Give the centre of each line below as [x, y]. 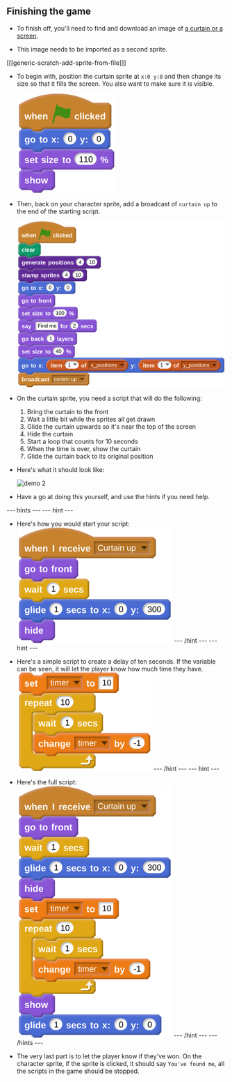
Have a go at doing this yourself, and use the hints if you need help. [113, 497]
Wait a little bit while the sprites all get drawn [91, 419]
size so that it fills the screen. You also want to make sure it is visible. [115, 84]
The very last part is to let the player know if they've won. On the [109, 1056]
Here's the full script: [47, 782]
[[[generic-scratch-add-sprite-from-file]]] [66, 63]
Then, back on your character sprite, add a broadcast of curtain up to [117, 204]
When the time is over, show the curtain [84, 449]
